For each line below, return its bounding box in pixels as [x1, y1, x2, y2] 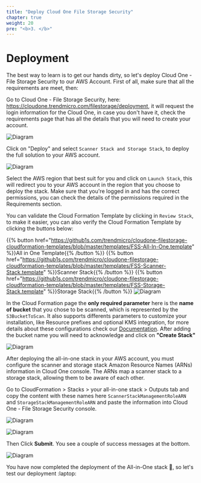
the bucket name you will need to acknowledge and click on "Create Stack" [6, 332, 196, 339]
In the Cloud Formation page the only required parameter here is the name [6, 300, 194, 307]
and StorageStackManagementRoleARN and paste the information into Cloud [6, 399, 188, 406]
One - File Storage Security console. [6, 405, 97, 412]
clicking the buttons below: [6, 225, 74, 232]
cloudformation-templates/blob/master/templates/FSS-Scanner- [6, 262, 167, 270]
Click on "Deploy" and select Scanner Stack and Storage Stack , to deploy [6, 145, 190, 153]
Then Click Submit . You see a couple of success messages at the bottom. [6, 440, 191, 447]
